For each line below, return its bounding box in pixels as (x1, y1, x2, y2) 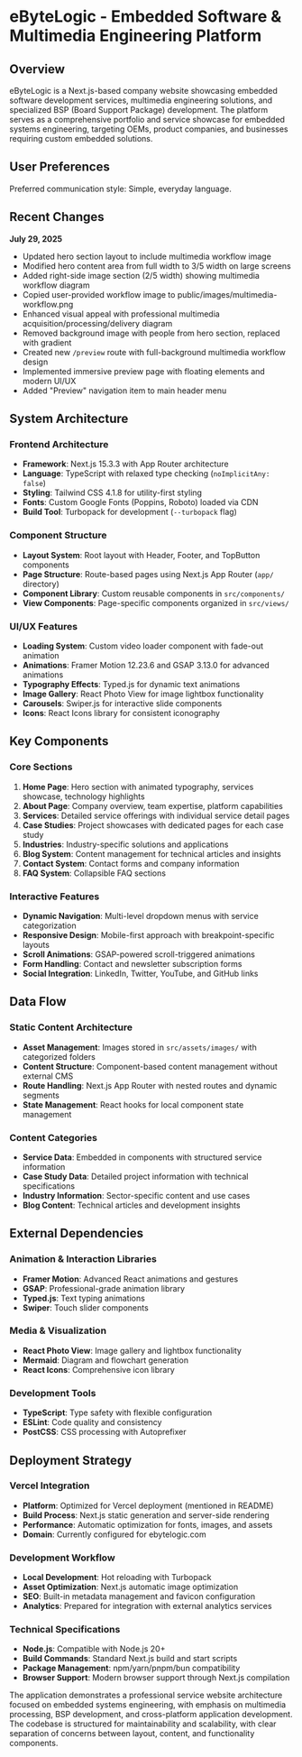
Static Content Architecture (9, 1021, 133, 1034)
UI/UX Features (9, 620, 78, 632)
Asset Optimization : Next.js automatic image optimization (22, 1581, 239, 1593)
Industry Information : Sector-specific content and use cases (22, 1190, 251, 1200)
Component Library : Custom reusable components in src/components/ (22, 588, 286, 599)
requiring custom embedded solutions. (9, 133, 153, 143)
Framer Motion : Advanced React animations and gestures (22, 1274, 239, 1284)
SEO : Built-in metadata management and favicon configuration (22, 1591, 256, 1602)
